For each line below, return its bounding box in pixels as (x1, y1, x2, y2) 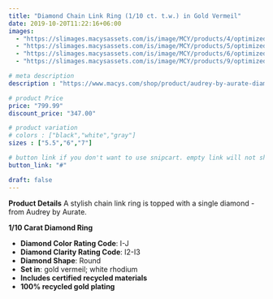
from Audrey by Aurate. (8, 206, 87, 216)
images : (8, 27, 35, 35)
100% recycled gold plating (19, 281, 115, 291)
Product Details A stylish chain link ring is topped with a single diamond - (8, 198, 255, 208)
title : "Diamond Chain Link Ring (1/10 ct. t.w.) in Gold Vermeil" (8, 11, 242, 20)
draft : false (8, 175, 53, 184)
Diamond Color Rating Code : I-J (19, 238, 130, 248)
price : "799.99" (8, 102, 63, 110)
